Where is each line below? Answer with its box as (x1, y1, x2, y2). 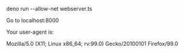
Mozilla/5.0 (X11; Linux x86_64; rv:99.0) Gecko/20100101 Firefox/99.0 (6, 40, 179, 47)
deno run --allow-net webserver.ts (6, 5, 93, 12)
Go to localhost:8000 (6, 17, 59, 23)
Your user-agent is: (6, 28, 54, 36)
